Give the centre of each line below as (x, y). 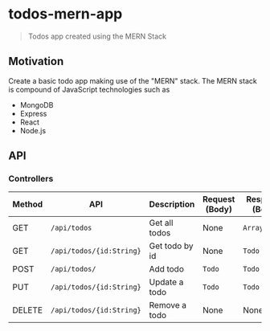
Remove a (168, 305)
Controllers (31, 179)
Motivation (36, 61)
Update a (166, 282)
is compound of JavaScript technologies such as (89, 89)
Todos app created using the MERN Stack (97, 36)
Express (33, 113)
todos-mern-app (65, 14)
